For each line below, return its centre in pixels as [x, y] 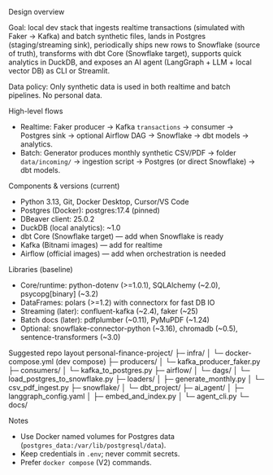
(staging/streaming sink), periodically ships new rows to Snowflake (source [134, 45]
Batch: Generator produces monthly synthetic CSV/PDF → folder [128, 153]
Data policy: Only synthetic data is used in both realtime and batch [119, 86]
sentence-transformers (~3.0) [70, 337]
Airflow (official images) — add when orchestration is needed [123, 253]
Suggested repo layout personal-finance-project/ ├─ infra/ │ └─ [116, 353]
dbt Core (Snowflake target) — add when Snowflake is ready [122, 236]
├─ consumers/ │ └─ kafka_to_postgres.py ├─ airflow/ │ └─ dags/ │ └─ [129, 370]
